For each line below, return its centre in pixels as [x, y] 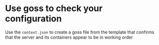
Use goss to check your [54, 8]
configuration [34, 19]
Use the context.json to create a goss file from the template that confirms [80, 32]
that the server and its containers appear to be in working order [69, 37]
